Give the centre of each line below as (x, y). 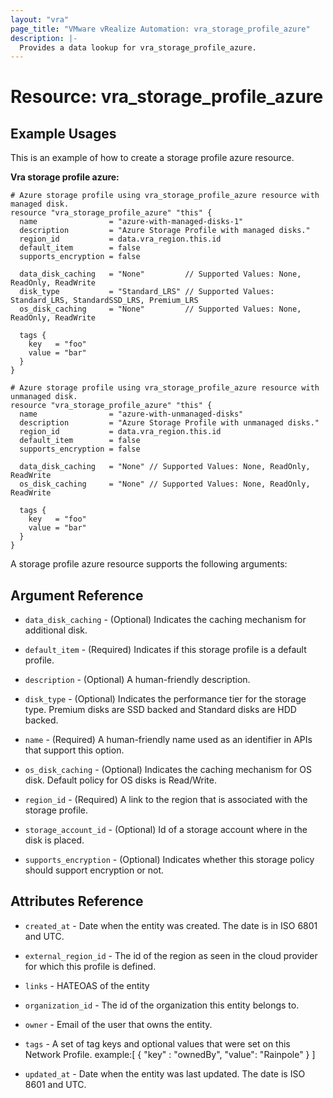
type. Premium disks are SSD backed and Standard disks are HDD (160, 710)
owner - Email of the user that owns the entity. (118, 1024)
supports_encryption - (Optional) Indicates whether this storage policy (169, 860)
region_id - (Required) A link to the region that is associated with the (166, 800)
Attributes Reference (77, 901)
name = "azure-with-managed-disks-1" (131, 222)
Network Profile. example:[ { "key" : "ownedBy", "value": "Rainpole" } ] (170, 1054)
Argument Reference (77, 595)
